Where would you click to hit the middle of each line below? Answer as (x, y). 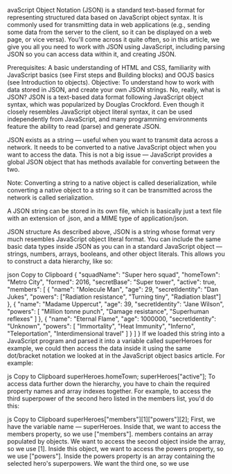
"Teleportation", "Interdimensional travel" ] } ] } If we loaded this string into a (116, 333)
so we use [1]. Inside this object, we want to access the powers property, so (115, 449)
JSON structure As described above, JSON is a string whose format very (111, 232)
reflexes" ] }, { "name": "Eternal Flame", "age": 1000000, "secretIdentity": (112, 319)
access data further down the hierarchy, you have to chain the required (108, 384)
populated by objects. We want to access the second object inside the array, (116, 441)
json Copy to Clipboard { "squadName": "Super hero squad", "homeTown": (114, 274)
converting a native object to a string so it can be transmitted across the (110, 190)
